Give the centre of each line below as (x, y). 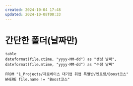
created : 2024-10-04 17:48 (33, 10)
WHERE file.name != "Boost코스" (38, 80)
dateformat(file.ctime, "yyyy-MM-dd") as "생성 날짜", (61, 59)
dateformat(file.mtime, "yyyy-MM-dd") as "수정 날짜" (60, 65)
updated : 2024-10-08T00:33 (33, 14)
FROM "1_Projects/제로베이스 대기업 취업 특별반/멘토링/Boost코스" (67, 74)
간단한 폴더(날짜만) (41, 41)
